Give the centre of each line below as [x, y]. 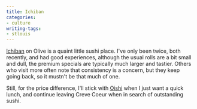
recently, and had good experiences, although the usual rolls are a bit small [99, 57]
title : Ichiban [25, 12]
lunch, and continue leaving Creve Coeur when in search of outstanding [95, 95]
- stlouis [19, 34]
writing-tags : [24, 28]
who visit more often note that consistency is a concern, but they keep [93, 70]
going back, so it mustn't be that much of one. [63, 77]
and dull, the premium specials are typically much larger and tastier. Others [99, 64]
